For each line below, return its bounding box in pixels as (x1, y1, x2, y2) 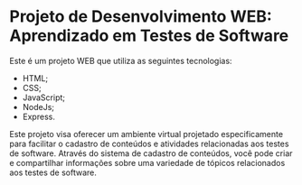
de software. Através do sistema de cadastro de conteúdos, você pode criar (9, 147, 293, 159)
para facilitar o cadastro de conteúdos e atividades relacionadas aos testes (9, 138, 289, 149)
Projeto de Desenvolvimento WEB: (9, 6, 273, 27)
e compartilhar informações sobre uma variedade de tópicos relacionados (9, 157, 286, 168)
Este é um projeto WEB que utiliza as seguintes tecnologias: (9, 55, 232, 66)
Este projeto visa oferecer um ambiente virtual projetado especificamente (9, 128, 283, 139)
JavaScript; (22, 92, 66, 103)
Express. (22, 111, 56, 122)
